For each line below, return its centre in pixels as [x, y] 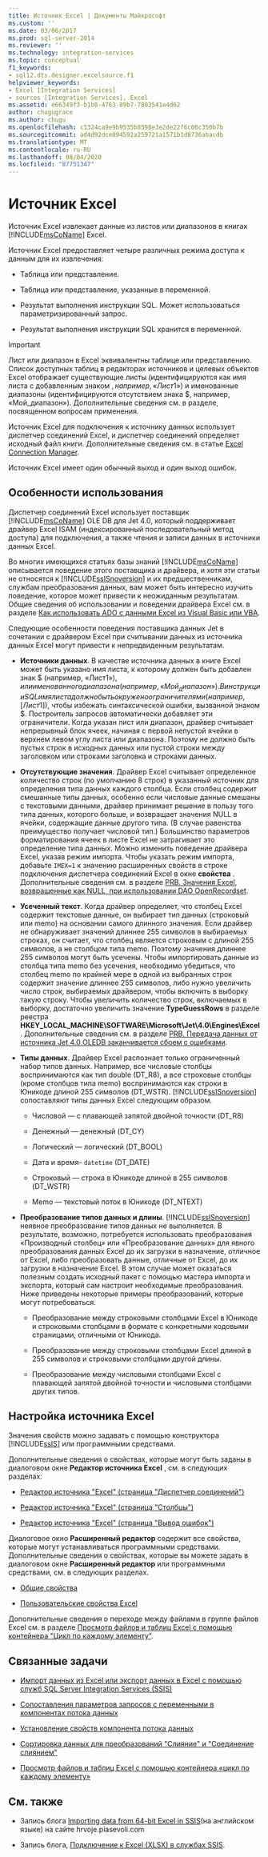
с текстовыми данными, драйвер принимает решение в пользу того [136, 806]
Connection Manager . [44, 452]
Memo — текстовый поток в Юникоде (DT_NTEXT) [117, 1202]
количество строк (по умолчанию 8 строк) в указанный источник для [139, 780]
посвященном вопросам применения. [74, 411]
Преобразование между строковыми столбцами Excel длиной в [142, 1350]
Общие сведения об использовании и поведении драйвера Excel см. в [129, 604]
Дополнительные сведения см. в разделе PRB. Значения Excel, [128, 882]
